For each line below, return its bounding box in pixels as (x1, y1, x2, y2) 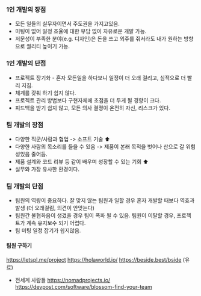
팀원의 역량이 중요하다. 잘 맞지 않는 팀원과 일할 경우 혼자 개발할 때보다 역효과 (14, 197, 195, 204)
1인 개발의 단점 (6, 59, 46, 67)
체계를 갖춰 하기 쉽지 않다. (14, 89, 76, 96)
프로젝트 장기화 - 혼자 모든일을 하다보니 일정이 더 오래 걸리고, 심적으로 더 (14, 74, 186, 81)
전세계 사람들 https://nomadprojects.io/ (14, 277, 111, 284)
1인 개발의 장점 (6, 5, 46, 13)
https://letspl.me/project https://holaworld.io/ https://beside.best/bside (6, 256, 182, 264)
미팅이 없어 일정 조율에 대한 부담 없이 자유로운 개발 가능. (14, 28, 147, 35)
